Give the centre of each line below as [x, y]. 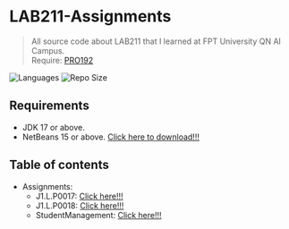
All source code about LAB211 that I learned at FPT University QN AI [156, 41]
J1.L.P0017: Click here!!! [79, 196]
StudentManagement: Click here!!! [99, 215]
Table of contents [59, 165]
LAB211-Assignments [90, 17]
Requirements [49, 106]
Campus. [48, 50]
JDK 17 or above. [53, 127]
